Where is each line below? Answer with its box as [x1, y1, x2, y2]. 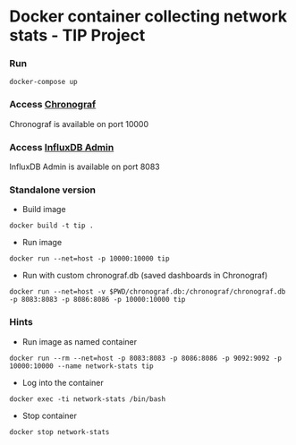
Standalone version [9, 184, 97, 196]
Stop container [21, 410, 78, 421]
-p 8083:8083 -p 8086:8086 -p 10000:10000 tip [9, 295, 186, 304]
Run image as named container [21, 336, 138, 347]
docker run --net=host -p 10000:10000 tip [9, 254, 170, 263]
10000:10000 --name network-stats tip [9, 361, 154, 371]
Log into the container [21, 377, 105, 388]
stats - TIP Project [9, 25, 146, 46]
